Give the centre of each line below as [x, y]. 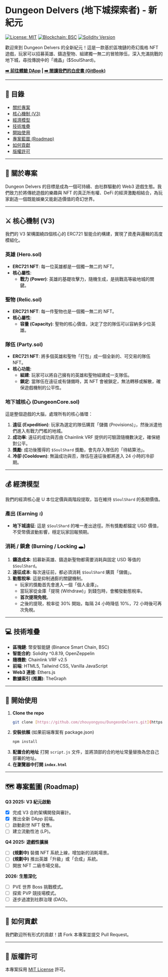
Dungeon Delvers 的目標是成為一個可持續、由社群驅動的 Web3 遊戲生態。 [81, 186]
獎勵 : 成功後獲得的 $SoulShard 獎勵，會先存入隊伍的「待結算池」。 [80, 449]
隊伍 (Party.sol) [24, 344]
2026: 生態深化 [21, 876]
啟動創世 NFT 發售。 [33, 825]
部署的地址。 [25, 758]
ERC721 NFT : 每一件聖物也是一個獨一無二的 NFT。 [64, 311]
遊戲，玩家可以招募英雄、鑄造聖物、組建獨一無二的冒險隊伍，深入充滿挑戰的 [84, 54]
